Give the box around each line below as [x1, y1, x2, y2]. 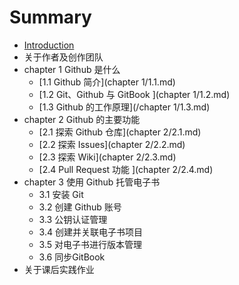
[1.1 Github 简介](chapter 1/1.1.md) [38, 76, 176, 88]
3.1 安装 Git [38, 188, 84, 200]
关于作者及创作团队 [23, 51, 104, 63]
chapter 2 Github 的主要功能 [23, 113, 141, 125]
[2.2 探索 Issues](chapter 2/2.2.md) [38, 138, 186, 150]
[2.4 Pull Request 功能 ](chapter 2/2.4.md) [38, 163, 214, 175]
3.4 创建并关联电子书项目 [38, 226, 143, 238]
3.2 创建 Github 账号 [38, 201, 122, 213]
